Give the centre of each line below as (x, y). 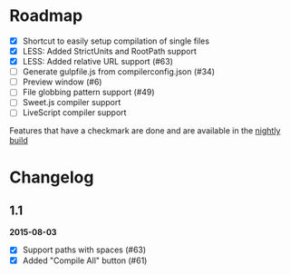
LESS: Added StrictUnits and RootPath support (110, 51)
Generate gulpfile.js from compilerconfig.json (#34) (119, 72)
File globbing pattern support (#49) (89, 93)
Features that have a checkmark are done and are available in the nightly (145, 131)
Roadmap (46, 16)
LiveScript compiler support (74, 113)
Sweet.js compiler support (72, 103)
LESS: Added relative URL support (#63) (98, 62)
